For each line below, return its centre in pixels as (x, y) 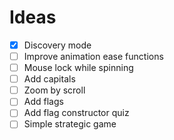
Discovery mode (57, 45)
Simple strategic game (70, 124)
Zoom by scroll (54, 90)
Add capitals (49, 79)
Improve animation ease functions (93, 56)
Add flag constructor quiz (76, 113)
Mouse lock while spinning (78, 68)
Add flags (43, 102)
